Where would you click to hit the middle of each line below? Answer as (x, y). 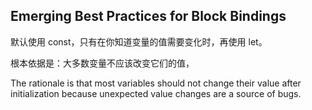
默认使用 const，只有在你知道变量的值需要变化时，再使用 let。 (139, 41)
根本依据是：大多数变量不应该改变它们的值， (102, 63)
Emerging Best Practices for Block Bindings (148, 16)
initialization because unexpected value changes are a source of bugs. (156, 93)
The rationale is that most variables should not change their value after (156, 83)
